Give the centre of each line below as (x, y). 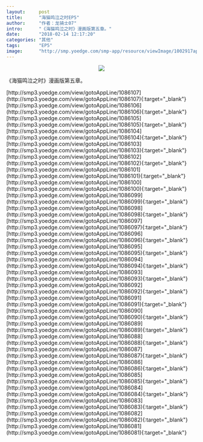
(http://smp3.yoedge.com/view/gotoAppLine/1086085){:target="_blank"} (97, 381)
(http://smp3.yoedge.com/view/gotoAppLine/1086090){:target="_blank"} (97, 317)
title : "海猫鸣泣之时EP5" (43, 18)
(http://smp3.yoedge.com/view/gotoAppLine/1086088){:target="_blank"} (97, 342)
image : (14, 51)
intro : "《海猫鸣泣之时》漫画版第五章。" (59, 29)
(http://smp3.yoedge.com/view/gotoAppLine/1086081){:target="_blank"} (97, 432)
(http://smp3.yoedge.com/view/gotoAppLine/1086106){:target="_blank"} (97, 112)
